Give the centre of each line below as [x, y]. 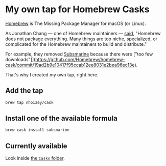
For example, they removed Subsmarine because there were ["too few [79, 54]
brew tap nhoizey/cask [29, 102]
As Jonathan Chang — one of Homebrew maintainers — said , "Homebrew [83, 33]
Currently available [36, 146]
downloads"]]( [20, 59]
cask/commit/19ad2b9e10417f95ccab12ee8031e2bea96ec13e [70, 65]
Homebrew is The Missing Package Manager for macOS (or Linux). [76, 23]
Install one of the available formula [62, 118]
